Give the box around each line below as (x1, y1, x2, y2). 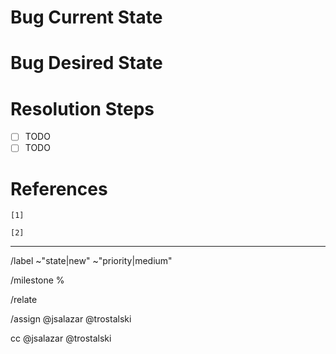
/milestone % (10, 274, 65, 286)
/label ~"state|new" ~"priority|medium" (10, 255, 173, 267)
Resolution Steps (10, 97, 155, 120)
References (10, 177, 108, 200)
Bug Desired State (10, 52, 163, 75)
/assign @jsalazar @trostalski (10, 313, 132, 325)
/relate (10, 294, 38, 306)
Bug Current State (10, 6, 163, 29)
